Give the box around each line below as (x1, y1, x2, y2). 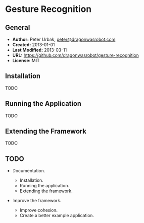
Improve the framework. (12, 198, 62, 204)
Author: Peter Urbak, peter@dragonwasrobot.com (12, 36, 116, 42)
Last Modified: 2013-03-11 (12, 47, 67, 53)
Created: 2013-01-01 (12, 42, 55, 48)
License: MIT (12, 58, 40, 63)
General (5, 23, 31, 32)
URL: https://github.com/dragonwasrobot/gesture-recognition (12, 52, 139, 58)
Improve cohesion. (19, 207, 58, 213)
